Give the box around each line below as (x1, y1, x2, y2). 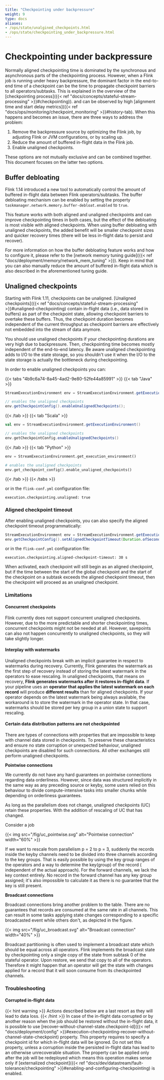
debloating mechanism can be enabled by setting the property (5, 197, 131, 202)
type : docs (5, 16, 27, 21)
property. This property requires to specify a (60, 1034, 150, 1040)
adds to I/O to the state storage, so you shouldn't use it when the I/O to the (5, 352, 156, 357)
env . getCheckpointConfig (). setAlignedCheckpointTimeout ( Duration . (5, 537, 143, 542)
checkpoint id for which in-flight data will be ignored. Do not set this (5, 1039, 142, 1045)
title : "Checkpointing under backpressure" (5, 7, 95, 12)
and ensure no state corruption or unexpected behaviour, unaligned (5, 742, 141, 748)
